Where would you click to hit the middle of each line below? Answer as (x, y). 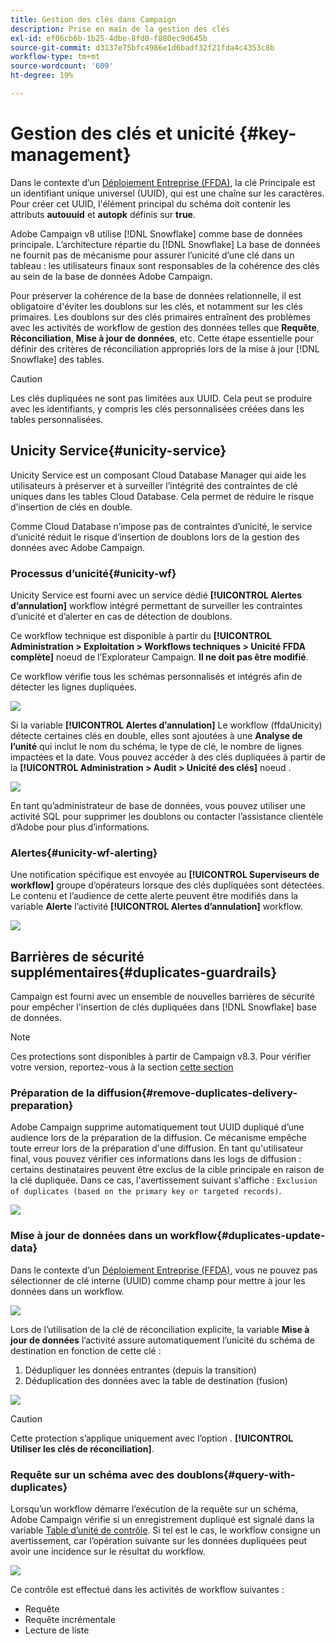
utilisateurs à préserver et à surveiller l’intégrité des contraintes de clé (154, 485)
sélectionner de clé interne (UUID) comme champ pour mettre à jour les (158, 1280)
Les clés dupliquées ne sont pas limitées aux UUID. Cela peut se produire (161, 398)
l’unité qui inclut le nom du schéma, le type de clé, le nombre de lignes (156, 746)
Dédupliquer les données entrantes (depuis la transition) (140, 1370)
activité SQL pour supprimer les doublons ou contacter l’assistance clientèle (167, 816)
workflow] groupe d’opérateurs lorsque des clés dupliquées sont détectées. (167, 885)
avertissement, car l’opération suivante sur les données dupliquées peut (159, 1540)
